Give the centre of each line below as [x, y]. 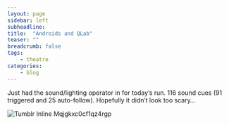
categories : [25, 66]
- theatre [35, 60]
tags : [15, 53]
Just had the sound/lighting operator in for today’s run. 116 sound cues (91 [115, 93]
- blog [30, 72]
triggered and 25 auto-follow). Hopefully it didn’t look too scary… [101, 100]
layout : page [26, 14]
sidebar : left [28, 20]
